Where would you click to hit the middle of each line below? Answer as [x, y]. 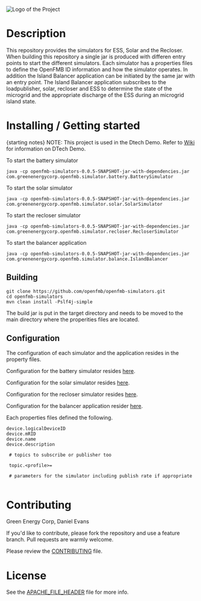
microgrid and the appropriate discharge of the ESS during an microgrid [95, 95]
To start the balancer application [47, 242]
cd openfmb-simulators [35, 297]
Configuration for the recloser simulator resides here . [72, 394]
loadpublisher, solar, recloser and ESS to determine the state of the [89, 88]
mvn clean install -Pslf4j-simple [50, 302]
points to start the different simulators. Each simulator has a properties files [100, 63]
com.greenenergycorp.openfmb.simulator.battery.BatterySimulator [90, 177]
